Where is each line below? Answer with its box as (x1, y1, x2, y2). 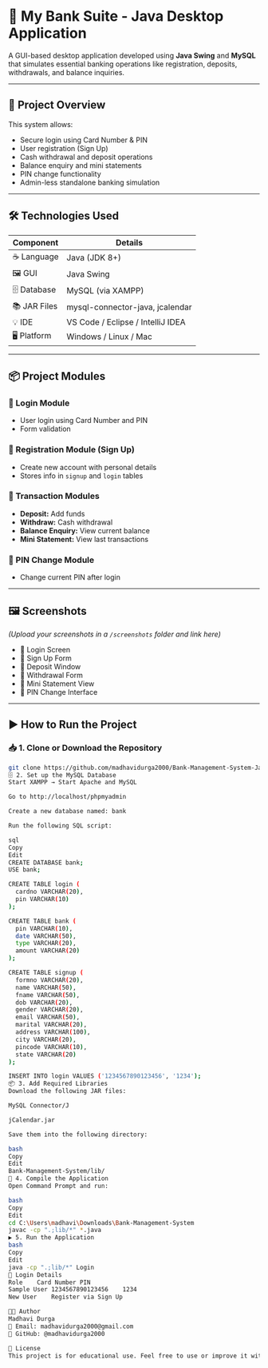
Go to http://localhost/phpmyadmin (8, 793, 127, 801)
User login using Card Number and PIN (19, 416, 148, 425)
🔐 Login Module (8, 397, 70, 409)
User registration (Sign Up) (19, 143, 109, 153)
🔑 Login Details (8, 1270, 62, 1278)
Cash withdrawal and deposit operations (19, 152, 153, 162)
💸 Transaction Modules (8, 491, 100, 502)
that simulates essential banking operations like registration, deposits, (8, 59, 238, 69)
